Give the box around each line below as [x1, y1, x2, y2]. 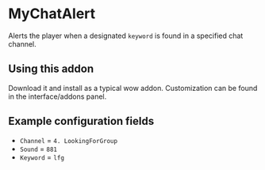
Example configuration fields [8, 115, 155, 128]
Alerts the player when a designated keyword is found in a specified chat [8, 31, 244, 40]
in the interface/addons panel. [8, 92, 107, 101]
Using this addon [8, 62, 94, 76]
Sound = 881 [19, 144, 58, 153]
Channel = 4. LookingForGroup [19, 135, 117, 145]
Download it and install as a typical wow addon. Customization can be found [8, 83, 258, 93]
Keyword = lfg [19, 152, 65, 162]
